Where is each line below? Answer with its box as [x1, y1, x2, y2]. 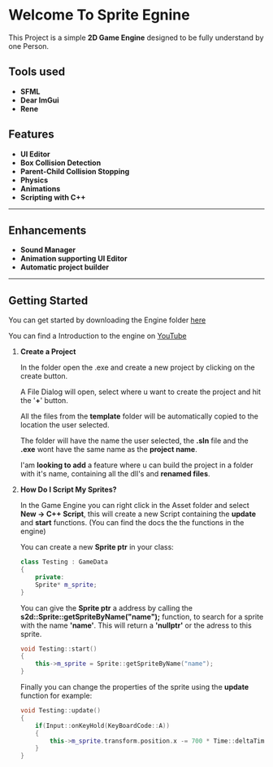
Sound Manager [19, 245, 76, 255]
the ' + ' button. [19, 396, 69, 405]
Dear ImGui [19, 95, 59, 105]
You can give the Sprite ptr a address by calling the [19, 603, 193, 612]
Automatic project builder [19, 262, 110, 272]
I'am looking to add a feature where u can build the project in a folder [19, 460, 253, 470]
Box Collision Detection [19, 157, 102, 168]
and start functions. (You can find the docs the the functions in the [19, 518, 245, 528]
